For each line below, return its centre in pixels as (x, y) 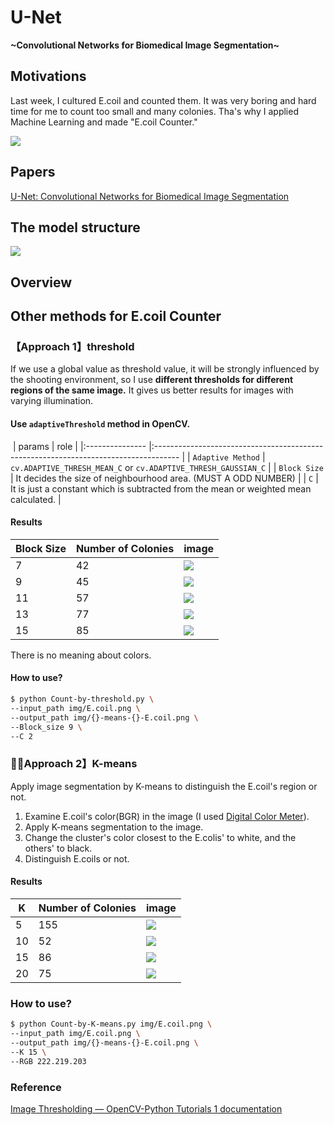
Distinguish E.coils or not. (77, 858)
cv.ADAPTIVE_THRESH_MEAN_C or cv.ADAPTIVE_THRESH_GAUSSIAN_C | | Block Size (167, 467)
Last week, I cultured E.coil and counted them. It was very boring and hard (163, 100)
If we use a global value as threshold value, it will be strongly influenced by (165, 369)
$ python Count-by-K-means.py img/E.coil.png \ (111, 1024)
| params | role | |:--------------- (79, 446)
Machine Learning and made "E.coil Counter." (104, 122)
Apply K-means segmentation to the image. (114, 827)
